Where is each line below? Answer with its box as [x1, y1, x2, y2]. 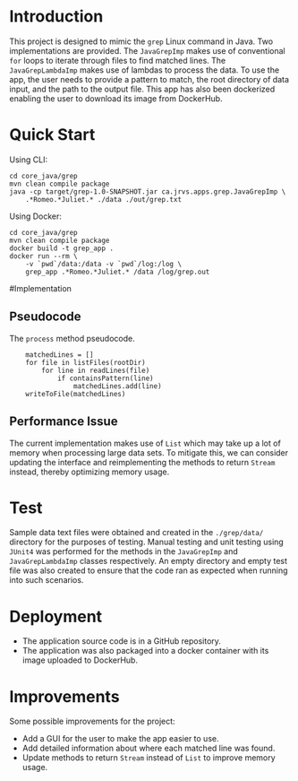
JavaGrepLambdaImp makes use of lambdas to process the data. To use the [9, 65, 280, 75]
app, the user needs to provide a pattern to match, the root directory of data [9, 74, 289, 84]
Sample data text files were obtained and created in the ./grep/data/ [9, 527, 264, 538]
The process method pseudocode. [9, 333, 136, 343]
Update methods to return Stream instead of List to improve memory [21, 752, 276, 763]
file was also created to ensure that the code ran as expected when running [9, 565, 288, 576]
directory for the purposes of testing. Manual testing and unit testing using [9, 536, 284, 548]
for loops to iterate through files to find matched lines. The [9, 55, 226, 65]
